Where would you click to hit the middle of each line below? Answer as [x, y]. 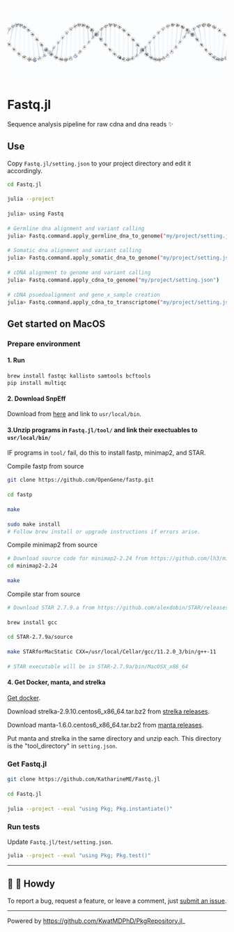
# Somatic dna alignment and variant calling [74, 251]
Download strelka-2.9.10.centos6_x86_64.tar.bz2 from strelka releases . [109, 711]
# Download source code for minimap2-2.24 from [78, 559]
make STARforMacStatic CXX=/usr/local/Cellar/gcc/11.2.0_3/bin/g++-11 [112, 652]
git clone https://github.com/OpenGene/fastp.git [81, 480]
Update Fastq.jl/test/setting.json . [60, 842]
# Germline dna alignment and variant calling [76, 228]
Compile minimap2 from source [52, 545]
